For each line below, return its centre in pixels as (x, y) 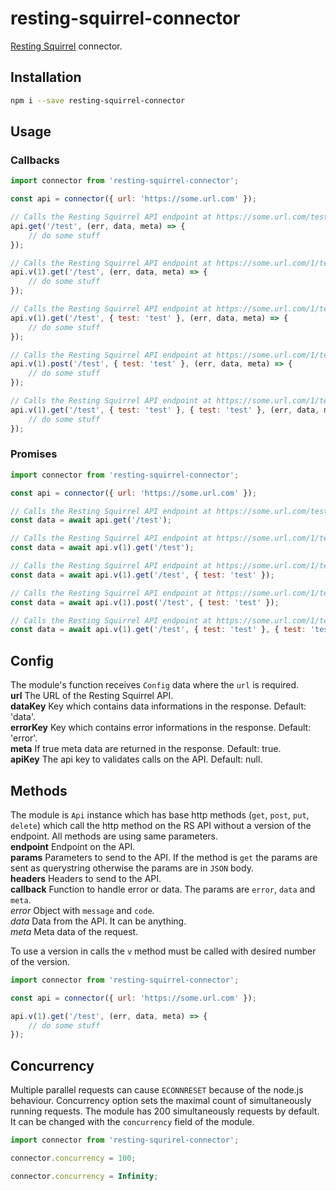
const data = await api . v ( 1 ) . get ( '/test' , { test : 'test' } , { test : (158, 630)
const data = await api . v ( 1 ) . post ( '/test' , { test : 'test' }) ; (145, 602)
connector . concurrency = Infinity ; (84, 1176)
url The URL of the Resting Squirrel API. (92, 696)
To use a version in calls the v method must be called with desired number (163, 951)
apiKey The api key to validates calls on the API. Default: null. (136, 759)
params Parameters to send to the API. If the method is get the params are (164, 857)
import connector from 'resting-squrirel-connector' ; (125, 1140)
